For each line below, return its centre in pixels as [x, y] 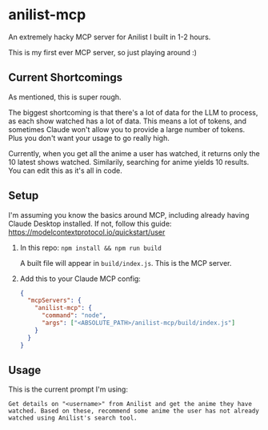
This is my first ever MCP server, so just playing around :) [103, 52]
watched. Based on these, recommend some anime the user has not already [134, 411]
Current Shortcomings [65, 78]
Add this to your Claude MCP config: [80, 279]
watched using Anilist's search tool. [73, 418]
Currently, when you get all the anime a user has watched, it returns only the [134, 153]
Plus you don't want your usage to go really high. [89, 138]
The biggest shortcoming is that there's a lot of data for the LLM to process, [133, 112]
